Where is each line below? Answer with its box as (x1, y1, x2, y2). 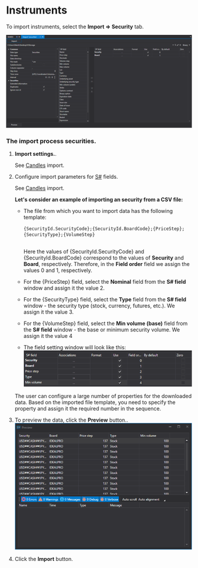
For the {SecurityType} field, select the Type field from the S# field (23, 296, 187, 303)
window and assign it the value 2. (23, 284, 105, 292)
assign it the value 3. (23, 308, 74, 316)
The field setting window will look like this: (23, 344, 127, 351)
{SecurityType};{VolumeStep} (23, 232, 95, 238)
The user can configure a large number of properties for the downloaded (14, 393, 192, 400)
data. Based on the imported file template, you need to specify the (14, 399, 176, 406)
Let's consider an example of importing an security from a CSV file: (14, 196, 183, 203)
